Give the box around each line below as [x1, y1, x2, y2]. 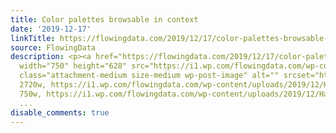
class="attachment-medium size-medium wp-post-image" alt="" [19, 71, 280, 81]
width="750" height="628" [19, 61, 128, 71]
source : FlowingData [10, 42, 97, 53]
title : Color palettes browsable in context [10, 14, 199, 25]
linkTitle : [10, 33, 56, 43]
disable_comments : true [10, 107, 110, 118]
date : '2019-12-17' [10, 24, 92, 34]
